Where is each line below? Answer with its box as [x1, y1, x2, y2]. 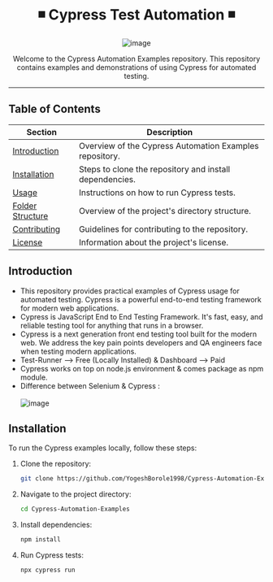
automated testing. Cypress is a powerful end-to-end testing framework [19, 294, 262, 304]
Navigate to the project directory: [19, 489, 132, 499]
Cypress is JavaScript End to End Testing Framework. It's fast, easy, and [19, 311, 263, 321]
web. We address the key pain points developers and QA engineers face [19, 337, 262, 347]
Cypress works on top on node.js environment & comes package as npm [19, 363, 264, 373]
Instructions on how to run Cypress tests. [78, 187, 236, 198]
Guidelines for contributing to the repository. [78, 224, 249, 235]
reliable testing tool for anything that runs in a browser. [19, 320, 204, 330]
